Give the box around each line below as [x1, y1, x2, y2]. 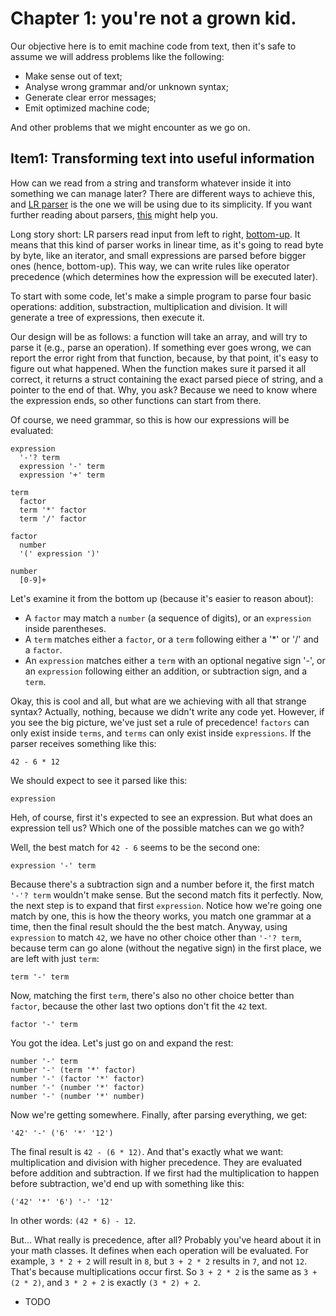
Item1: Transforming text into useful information [10, 150, 315, 167]
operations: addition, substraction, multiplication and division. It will [10, 300, 288, 312]
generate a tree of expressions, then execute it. [10, 311, 205, 323]
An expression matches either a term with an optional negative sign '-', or [24, 654, 326, 666]
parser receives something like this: [10, 737, 157, 749]
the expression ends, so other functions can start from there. [10, 394, 262, 406]
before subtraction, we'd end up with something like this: [10, 1177, 245, 1189]
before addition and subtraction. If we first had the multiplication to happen [10, 1167, 320, 1179]
